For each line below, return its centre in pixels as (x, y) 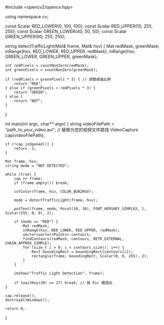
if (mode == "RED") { (36, 222)
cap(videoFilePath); (25, 135)
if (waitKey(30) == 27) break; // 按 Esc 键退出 (63, 283)
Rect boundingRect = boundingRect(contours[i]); (82, 252)
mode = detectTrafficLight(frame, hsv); (56, 200)
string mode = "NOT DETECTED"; (37, 166)
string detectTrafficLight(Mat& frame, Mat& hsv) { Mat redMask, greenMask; (82, 46)
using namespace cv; (27, 16)
